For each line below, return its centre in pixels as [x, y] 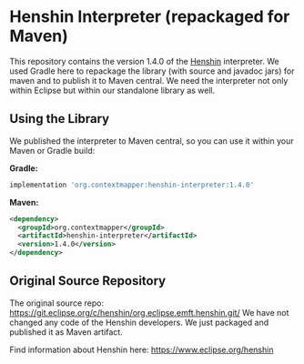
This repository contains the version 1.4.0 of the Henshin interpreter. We [144, 61]
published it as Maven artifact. [66, 332]
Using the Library [60, 119]
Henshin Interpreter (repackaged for [150, 17]
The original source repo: [57, 303]
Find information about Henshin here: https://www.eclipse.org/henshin [142, 349]
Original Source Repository [88, 281]
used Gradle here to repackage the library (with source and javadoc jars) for [152, 71]
